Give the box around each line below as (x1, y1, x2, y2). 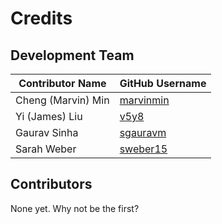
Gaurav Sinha (15, 126, 79, 139)
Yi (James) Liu (15, 110, 83, 123)
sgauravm (119, 126, 167, 139)
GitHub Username (119, 77, 207, 90)
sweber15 (119, 142, 168, 156)
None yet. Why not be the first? (10, 202, 140, 214)
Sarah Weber (15, 142, 77, 156)
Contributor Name (18, 77, 107, 90)
